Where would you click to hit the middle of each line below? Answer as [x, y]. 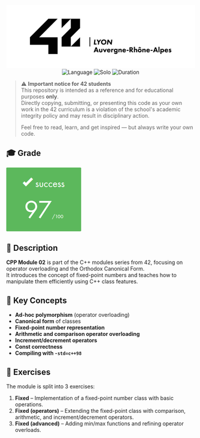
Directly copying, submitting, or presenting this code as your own [101, 103]
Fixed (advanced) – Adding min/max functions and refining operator [99, 424]
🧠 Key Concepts [37, 300]
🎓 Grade [24, 153]
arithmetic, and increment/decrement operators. [74, 417]
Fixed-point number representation [60, 328]
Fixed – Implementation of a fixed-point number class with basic [94, 398]
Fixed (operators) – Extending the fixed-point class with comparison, [100, 411]
